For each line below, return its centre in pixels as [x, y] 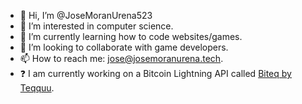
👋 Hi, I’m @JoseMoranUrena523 [86, 15]
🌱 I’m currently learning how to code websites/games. [131, 36]
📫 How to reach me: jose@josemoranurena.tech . [121, 58]
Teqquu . [37, 88]
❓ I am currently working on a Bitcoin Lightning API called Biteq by [155, 73]
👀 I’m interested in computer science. [96, 26]
